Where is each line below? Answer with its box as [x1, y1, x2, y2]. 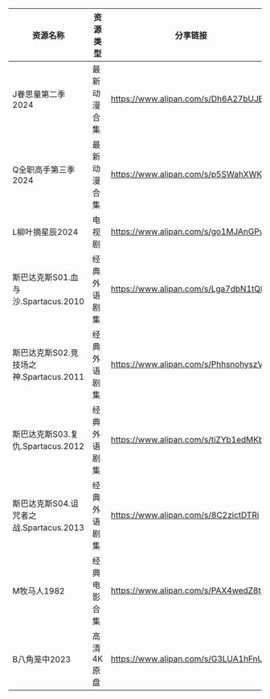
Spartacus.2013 [22, 522, 84, 533]
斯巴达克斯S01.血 [12, 272, 79, 282]
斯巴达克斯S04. [12, 498, 71, 509]
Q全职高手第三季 [12, 164, 76, 175]
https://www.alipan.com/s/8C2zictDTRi [111, 510, 260, 520]
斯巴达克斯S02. [12, 347, 71, 358]
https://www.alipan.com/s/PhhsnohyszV [111, 359, 264, 369]
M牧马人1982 [12, 586, 65, 596]
